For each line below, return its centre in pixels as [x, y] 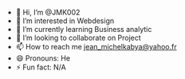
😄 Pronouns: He [43, 58]
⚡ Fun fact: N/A [41, 67]
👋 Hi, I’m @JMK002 [48, 12]
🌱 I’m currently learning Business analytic [84, 29]
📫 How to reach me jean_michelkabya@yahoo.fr [96, 47]
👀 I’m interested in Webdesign [65, 21]
